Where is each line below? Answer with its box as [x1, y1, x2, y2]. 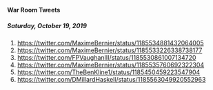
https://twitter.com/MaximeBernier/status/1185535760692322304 [17, 60, 205, 69]
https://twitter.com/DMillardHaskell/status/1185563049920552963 [17, 75, 206, 83]
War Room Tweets [7, 6, 61, 14]
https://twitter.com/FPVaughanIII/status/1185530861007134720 [17, 53, 196, 61]
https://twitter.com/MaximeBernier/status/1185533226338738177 [17, 46, 203, 54]
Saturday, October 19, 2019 [7, 21, 88, 30]
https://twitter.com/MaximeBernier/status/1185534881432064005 [17, 38, 205, 47]
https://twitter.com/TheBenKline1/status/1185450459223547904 [17, 68, 201, 76]
